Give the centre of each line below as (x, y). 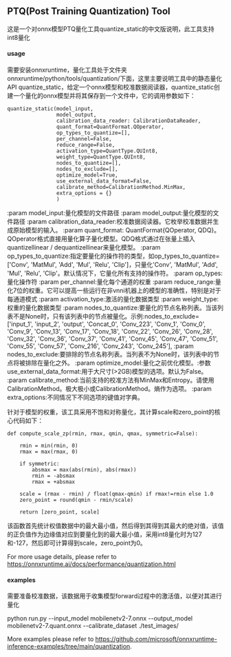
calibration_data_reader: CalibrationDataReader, (129, 121)
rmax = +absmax (54, 482)
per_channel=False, (84, 139)
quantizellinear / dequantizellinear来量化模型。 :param (84, 247)
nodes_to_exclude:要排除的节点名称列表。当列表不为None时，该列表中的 (110, 354)
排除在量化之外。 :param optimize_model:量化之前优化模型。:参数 (118, 363)
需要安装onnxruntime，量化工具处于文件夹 (67, 70)
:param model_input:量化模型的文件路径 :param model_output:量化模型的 (110, 213)
